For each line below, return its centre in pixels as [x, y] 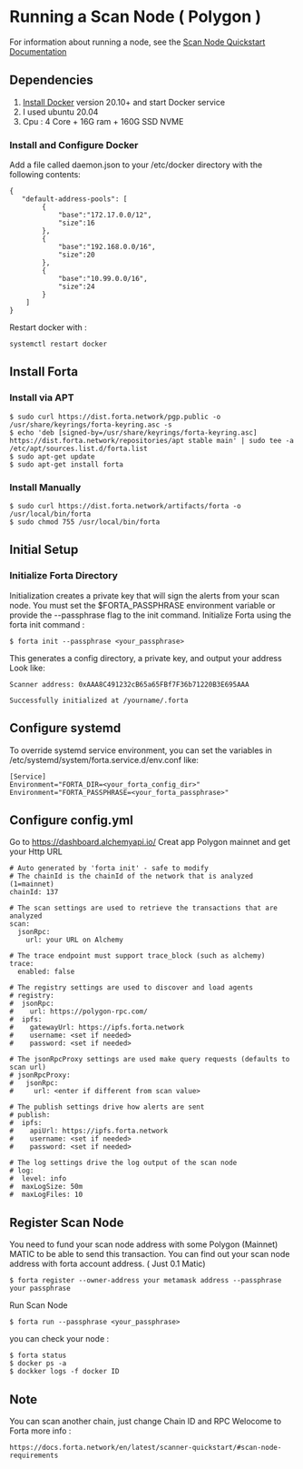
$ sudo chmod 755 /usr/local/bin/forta [85, 522]
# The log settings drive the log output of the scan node [123, 1163]
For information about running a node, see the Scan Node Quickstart [137, 42]
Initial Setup [44, 550]
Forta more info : [40, 1431]
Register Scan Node [67, 1222]
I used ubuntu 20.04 [60, 112]
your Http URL [36, 851]
